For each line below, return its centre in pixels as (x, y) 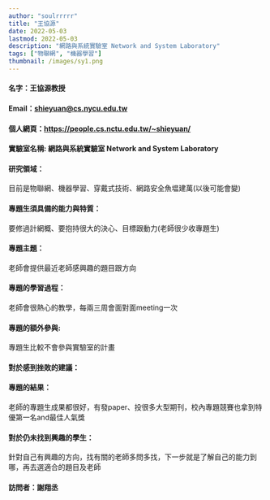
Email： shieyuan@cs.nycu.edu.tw (68, 109)
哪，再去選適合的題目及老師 (55, 467)
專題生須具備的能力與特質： (55, 209)
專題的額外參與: (34, 328)
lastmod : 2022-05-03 (43, 39)
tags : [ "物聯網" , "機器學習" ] (55, 54)
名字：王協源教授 (37, 88)
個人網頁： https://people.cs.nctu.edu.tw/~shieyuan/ (100, 128)
